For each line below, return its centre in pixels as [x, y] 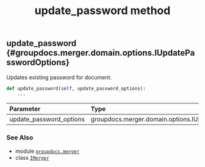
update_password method [103, 11]
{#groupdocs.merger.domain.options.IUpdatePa [101, 53]
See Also [20, 138]
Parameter [25, 109]
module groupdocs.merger [47, 151]
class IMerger [32, 157]
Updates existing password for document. [59, 77]
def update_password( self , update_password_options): [76, 88]
